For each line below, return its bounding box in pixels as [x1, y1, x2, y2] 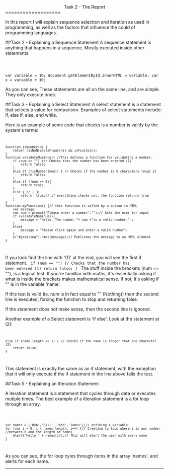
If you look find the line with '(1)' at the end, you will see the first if [5, 254, 142, 260]
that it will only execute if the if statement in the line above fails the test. [5, 371, 153, 377]
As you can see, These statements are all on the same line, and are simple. [5, 87, 160, 92]
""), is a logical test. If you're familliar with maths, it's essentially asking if [5, 270, 156, 276]
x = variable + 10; [5, 77, 46, 83]
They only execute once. [5, 92, 56, 98]
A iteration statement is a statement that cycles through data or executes [5, 390, 156, 396]
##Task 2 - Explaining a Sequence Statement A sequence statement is [5, 39, 151, 45]
